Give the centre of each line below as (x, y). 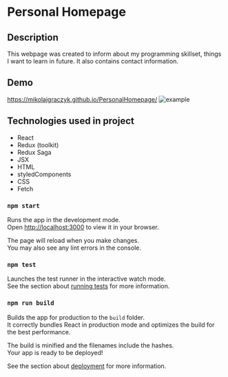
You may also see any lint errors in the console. (74, 248)
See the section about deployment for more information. (87, 366)
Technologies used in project (71, 121)
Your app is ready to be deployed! (55, 352)
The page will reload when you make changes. (73, 240)
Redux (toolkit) (38, 144)
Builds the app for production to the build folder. (76, 317)
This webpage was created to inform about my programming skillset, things (114, 54)
